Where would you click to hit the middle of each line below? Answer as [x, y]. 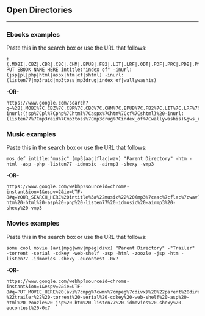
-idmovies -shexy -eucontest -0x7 [75, 259]
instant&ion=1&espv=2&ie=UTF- [45, 287]
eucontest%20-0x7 [28, 308]
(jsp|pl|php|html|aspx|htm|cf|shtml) [54, 75]
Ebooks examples [33, 34]
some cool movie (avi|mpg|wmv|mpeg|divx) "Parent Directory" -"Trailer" [101, 248]
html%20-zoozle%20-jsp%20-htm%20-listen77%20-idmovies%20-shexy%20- [95, 303]
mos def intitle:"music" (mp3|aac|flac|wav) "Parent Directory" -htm [97, 159]
